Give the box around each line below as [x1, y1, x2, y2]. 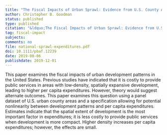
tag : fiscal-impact [5, 30, 46, 35]
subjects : [5, 35, 26, 40]
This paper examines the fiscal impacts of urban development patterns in [5, 71, 155, 77]
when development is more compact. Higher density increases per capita [5, 119, 156, 125]
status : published [5, 16, 43, 21]
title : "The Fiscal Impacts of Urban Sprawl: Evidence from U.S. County [5, 7, 159, 12]
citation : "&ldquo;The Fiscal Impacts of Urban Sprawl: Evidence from [5, 26, 155, 31]
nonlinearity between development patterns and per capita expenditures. [5, 103, 155, 109]
